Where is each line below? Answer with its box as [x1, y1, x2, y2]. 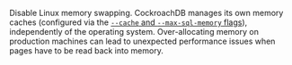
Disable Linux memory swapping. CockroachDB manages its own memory [9, 8, 284, 18]
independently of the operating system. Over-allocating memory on [9, 27, 259, 37]
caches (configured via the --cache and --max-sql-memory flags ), [9, 17, 248, 28]
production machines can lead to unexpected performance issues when [9, 36, 276, 46]
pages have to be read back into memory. [9, 45, 164, 56]
